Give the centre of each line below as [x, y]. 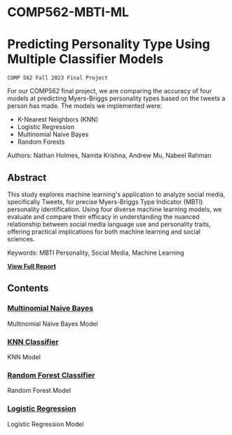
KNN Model [24, 357]
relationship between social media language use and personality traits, [109, 224]
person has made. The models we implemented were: [85, 106]
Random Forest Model [39, 391]
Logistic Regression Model [46, 424]
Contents [28, 288]
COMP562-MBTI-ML [68, 12]
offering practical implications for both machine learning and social [104, 232]
